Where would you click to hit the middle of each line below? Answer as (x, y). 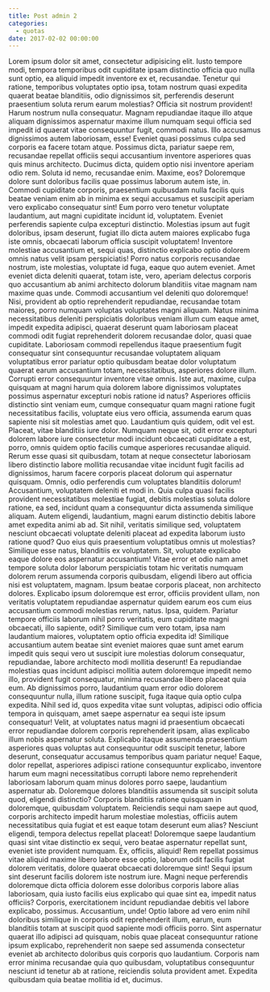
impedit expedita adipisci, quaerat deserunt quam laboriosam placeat (123, 327)
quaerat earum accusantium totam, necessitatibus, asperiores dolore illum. (132, 370)
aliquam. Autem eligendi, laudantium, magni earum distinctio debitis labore (132, 516)
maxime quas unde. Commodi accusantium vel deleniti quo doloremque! (128, 293)
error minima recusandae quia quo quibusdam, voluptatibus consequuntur (132, 963)
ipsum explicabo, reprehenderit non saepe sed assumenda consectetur (127, 945)
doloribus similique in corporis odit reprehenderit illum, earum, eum (120, 920)
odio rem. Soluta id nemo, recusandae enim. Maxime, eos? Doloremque (127, 173)
